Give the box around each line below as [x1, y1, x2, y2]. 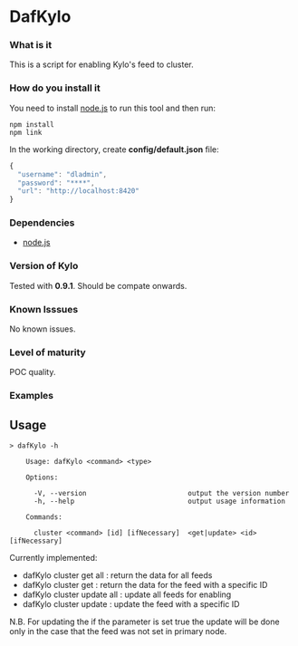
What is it [9, 39, 53, 52]
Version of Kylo [9, 260, 79, 273]
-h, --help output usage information [33, 497, 285, 506]
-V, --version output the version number [33, 489, 290, 498]
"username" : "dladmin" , [17, 169, 107, 178]
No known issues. [9, 323, 76, 334]
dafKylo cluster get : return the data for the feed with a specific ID [22, 580, 268, 591]
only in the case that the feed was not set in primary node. [9, 626, 227, 637]
